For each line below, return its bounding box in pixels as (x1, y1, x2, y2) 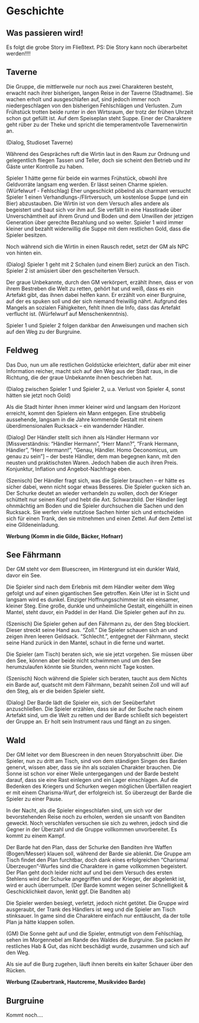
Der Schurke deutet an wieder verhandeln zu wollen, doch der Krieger (6, 489, 178, 496)
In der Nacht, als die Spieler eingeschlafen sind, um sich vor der (6, 807, 163, 814)
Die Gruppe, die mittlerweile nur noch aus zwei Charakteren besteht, (6, 83, 174, 90)
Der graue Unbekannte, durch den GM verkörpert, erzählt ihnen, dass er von (6, 279, 194, 286)
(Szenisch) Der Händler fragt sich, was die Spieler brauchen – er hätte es (6, 477, 185, 484)
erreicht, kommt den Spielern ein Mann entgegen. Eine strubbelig (6, 409, 166, 417)
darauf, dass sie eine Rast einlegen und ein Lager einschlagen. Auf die (6, 777, 178, 784)
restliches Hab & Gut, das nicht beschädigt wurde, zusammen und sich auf (6, 943, 189, 950)
